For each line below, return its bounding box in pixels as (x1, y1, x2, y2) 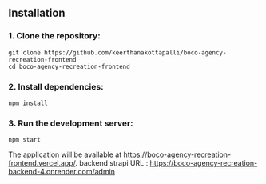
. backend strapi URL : (75, 158, 149, 168)
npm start (8, 136, 42, 144)
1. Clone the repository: (8, 30, 101, 42)
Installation (8, 6, 66, 20)
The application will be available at (8, 150, 122, 159)
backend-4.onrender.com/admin (8, 167, 116, 177)
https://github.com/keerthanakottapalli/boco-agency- (43, 48, 227, 57)
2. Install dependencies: (8, 81, 104, 92)
